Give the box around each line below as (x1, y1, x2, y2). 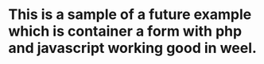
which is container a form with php (8, 22, 243, 40)
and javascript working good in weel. (8, 40, 257, 57)
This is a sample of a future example (8, 6, 252, 24)
